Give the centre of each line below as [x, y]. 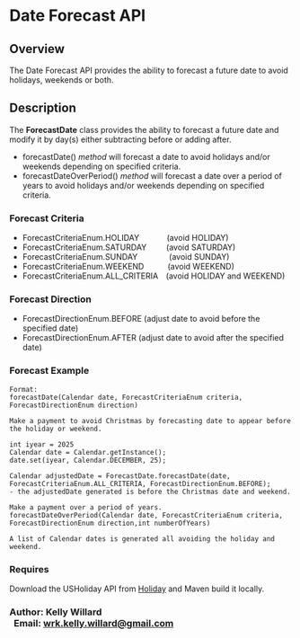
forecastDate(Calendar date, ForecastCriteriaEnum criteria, [126, 397]
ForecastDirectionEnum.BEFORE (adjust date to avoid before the [141, 319]
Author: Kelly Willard [56, 612]
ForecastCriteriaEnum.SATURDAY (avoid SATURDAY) [129, 247]
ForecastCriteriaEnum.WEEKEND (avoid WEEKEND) [128, 267]
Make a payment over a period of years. [86, 507]
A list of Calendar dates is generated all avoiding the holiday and [142, 539]
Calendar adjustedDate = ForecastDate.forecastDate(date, [120, 476]
